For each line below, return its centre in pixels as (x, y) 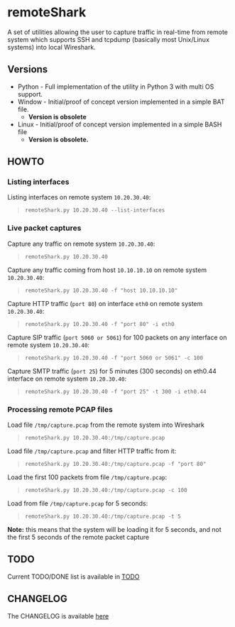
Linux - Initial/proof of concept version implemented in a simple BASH (120, 124)
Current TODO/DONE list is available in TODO (73, 577)
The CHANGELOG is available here (58, 616)
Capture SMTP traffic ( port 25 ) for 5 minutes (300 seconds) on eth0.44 (112, 371)
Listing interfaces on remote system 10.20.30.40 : (79, 197)
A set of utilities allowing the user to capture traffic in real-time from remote (118, 32)
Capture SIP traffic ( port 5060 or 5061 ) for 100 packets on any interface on (117, 337)
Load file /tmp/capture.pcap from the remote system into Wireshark (106, 425)
